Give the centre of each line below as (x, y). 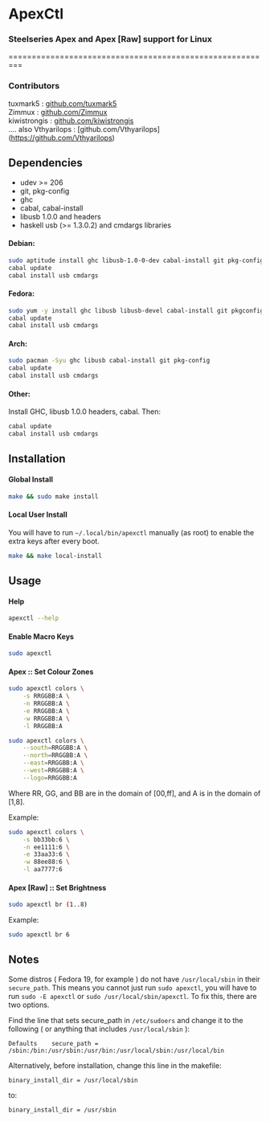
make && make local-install (55, 555)
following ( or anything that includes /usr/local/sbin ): (99, 1029)
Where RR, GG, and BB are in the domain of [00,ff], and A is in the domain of (135, 793)
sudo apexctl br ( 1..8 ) (48, 905)
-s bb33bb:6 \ (46, 839)
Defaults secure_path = (53, 1043)
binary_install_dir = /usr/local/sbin (73, 1080)
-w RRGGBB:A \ (46, 719)
